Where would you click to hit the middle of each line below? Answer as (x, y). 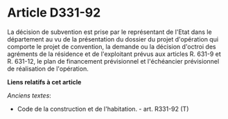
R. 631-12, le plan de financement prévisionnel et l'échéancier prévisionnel (113, 61)
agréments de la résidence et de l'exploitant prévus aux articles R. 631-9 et (114, 54)
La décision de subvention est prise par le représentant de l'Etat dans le (110, 32)
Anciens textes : (29, 95)
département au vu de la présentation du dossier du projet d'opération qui (113, 39)
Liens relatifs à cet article (44, 82)
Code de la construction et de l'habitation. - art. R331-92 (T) (103, 109)
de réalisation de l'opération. (48, 68)
